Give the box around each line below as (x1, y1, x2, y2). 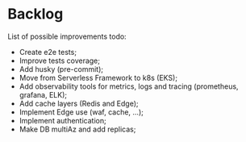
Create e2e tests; (19, 47, 77, 56)
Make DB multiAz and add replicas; (19, 124, 136, 134)
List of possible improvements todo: (7, 31, 127, 41)
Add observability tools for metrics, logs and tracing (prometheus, (19, 81, 239, 91)
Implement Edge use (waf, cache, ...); (19, 106, 144, 117)
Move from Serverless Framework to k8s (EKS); (19, 73, 178, 82)
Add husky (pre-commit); (19, 64, 104, 73)
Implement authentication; (19, 115, 106, 125)
